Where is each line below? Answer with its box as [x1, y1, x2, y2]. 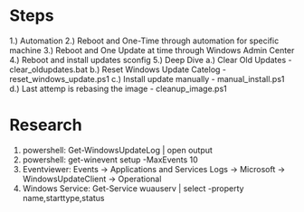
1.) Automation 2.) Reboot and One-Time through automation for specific [9, 35, 280, 46]
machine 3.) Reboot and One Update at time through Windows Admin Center [9, 44, 295, 55]
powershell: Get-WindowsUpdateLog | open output [22, 144, 213, 155]
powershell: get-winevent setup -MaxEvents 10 [22, 154, 199, 165]
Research [9, 115, 83, 135]
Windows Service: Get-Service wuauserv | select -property [22, 182, 244, 194]
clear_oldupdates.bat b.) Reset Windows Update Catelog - [9, 64, 227, 75]
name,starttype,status [22, 192, 105, 203]
